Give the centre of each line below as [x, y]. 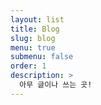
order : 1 [28, 66]
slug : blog [33, 38]
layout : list [37, 19]
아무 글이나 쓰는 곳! [56, 85]
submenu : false [42, 57]
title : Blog [35, 29]
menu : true [33, 47]
